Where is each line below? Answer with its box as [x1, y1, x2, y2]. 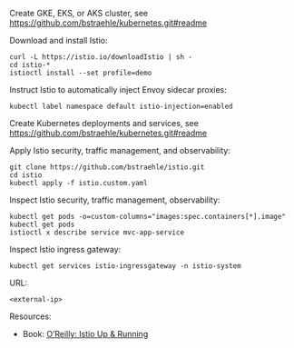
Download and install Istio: [9, 35, 108, 45]
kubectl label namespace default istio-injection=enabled [9, 102, 233, 111]
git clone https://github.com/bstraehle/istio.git [9, 163, 205, 172]
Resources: [9, 311, 52, 322]
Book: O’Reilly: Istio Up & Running [22, 329, 149, 339]
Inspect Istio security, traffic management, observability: [9, 194, 220, 205]
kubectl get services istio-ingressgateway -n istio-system [9, 262, 242, 271]
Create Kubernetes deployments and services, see [9, 118, 200, 128]
